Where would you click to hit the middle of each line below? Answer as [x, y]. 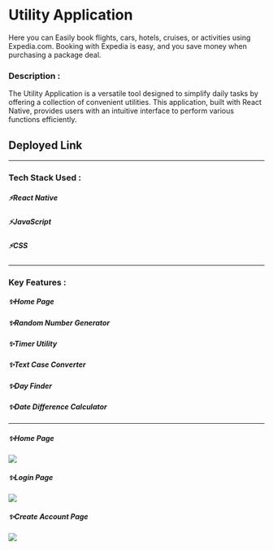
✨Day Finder [30, 386]
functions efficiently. [43, 120]
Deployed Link [45, 145]
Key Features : [37, 282]
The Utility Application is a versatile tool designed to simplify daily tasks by [133, 94]
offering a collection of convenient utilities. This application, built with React [135, 103]
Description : [35, 76]
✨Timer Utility [33, 343]
